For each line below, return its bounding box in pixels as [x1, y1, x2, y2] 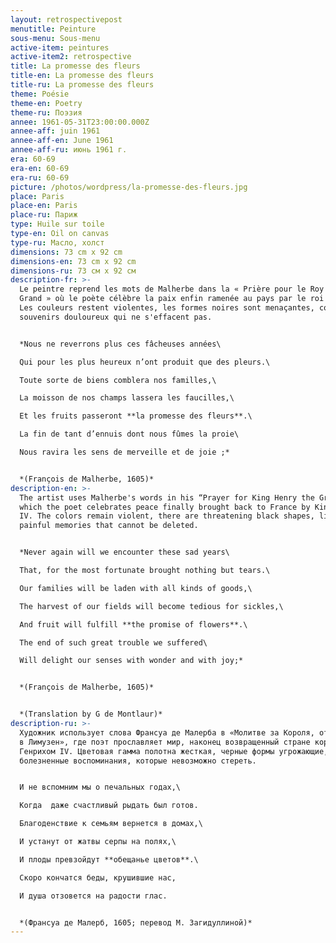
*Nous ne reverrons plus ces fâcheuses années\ [19, 339, 222, 349]
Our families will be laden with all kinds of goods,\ [19, 583, 253, 593]
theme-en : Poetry [10, 98, 83, 108]
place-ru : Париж [10, 210, 78, 220]
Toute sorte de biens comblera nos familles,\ [19, 375, 217, 385]
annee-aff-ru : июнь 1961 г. [10, 145, 128, 155]
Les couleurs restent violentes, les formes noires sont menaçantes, [19, 303, 315, 313]
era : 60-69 [10, 154, 56, 164]
